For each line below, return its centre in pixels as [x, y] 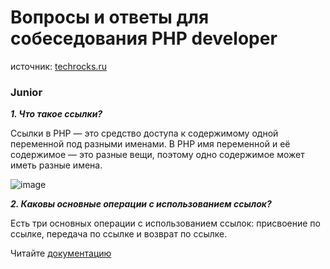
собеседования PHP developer [144, 38]
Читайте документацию [61, 253]
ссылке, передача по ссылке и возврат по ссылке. [119, 234]
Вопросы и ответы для [110, 17]
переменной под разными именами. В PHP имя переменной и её [150, 144]
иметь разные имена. [56, 165]
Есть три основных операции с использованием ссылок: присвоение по [165, 223]
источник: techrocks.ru [58, 66]
